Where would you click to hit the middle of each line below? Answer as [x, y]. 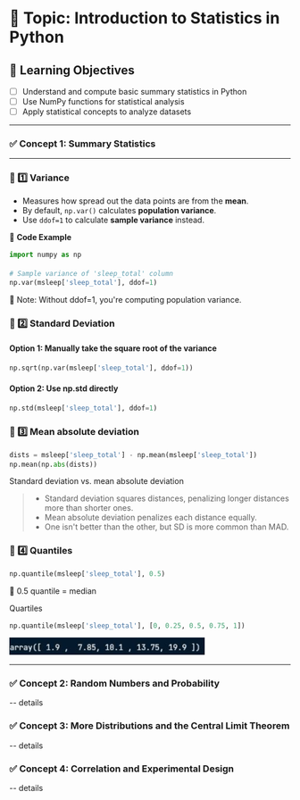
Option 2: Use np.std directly [64, 388]
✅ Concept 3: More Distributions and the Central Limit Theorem [150, 726]
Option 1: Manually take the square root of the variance [113, 348]
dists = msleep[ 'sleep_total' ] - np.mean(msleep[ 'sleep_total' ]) [133, 454]
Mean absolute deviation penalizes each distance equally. [150, 518]
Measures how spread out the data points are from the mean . [135, 201]
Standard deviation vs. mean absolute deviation [97, 481]
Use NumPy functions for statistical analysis [103, 102]
